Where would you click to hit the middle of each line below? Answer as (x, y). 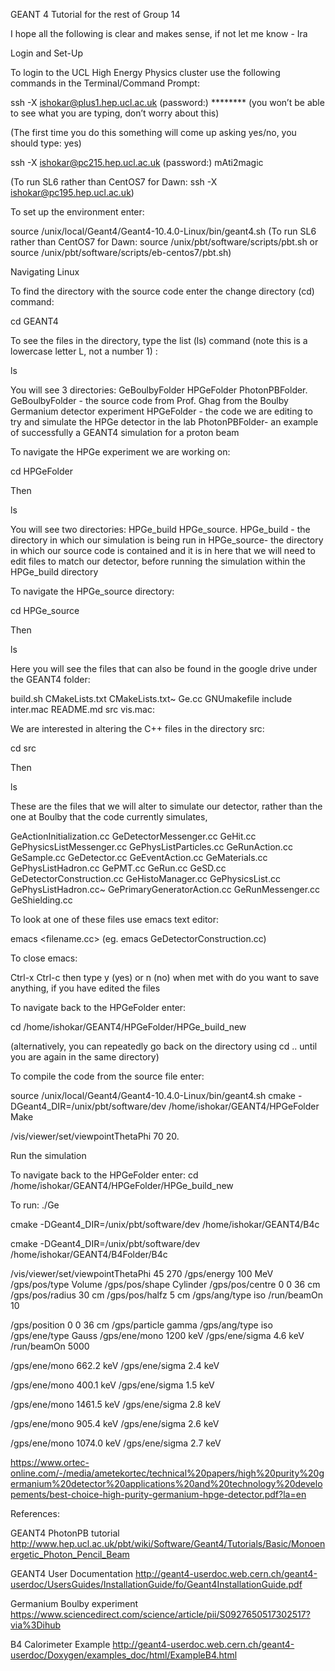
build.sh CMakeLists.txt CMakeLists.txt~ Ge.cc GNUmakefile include (151, 698)
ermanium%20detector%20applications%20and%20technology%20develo (166, 1483)
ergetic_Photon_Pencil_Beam (70, 1554)
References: (35, 1513)
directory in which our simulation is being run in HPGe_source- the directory (167, 540)
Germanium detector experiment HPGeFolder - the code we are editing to (161, 411)
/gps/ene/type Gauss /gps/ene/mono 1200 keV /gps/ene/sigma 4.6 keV (157, 1335)
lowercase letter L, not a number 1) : (84, 351)
